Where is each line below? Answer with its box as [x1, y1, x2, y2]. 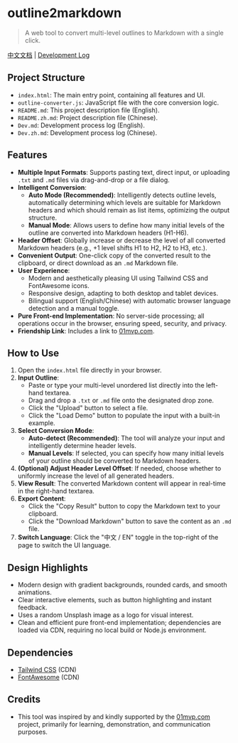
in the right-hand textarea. [17, 487, 94, 496]
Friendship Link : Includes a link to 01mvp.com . [17, 326, 155, 335]
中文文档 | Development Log [7, 50, 90, 59]
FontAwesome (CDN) [17, 673, 80, 681]
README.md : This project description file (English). [17, 105, 160, 114]
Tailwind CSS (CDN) [17, 666, 77, 673]
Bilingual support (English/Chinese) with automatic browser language [28, 296, 231, 305]
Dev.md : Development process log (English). [17, 121, 146, 129]
